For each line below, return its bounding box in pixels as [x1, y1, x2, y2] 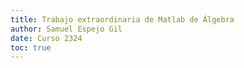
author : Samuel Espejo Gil [10, 24, 123, 34]
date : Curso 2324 [10, 33, 83, 43]
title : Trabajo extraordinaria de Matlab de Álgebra [10, 14, 235, 25]
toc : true [10, 42, 52, 53]
